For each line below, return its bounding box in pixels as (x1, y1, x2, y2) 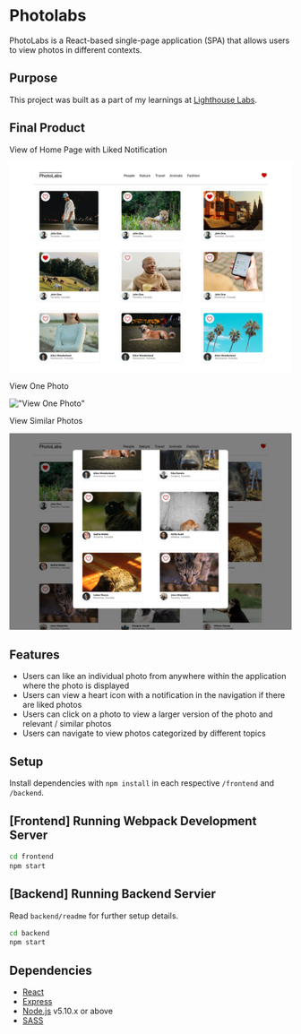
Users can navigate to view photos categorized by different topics (21, 728, 266, 739)
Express (21, 996, 53, 1007)
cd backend (9, 928, 50, 937)
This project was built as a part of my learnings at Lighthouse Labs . (9, 94, 258, 105)
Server (9, 827, 48, 842)
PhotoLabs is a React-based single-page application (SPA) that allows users (9, 35, 290, 46)
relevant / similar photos (21, 719, 112, 729)
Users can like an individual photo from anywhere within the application (21, 671, 287, 682)
